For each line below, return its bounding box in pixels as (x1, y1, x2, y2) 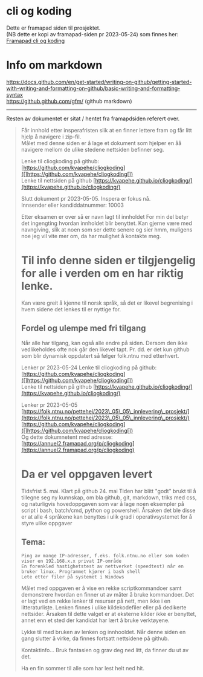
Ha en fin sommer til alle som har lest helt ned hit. (21, 665, 145, 672)
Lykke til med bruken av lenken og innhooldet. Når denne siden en (21, 629, 186, 636)
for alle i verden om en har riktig (21, 267, 184, 280)
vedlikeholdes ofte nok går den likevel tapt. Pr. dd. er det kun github (21, 346, 190, 353)
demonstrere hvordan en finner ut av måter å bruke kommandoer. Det (21, 591, 195, 598)
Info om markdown (6, 59, 103, 72)
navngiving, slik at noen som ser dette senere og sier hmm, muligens (21, 225, 193, 233)
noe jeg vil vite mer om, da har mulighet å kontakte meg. (21, 232, 161, 239)
